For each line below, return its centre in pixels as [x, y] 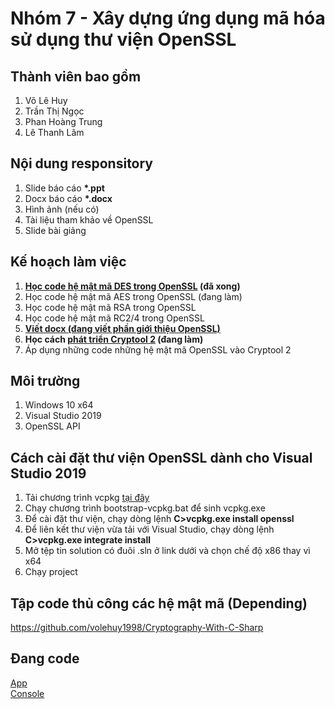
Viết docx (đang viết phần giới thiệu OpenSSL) [122, 328]
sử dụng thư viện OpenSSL [123, 39]
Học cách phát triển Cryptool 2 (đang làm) [114, 339]
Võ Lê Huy [46, 100]
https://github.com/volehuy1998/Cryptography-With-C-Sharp [137, 628]
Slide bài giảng [55, 230]
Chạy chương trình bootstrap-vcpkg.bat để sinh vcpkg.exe [145, 508]
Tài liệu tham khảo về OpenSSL [89, 219]
